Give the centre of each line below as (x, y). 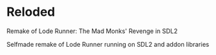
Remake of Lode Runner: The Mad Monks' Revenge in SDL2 (92, 31)
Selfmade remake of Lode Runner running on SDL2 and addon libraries (108, 44)
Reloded (31, 12)
